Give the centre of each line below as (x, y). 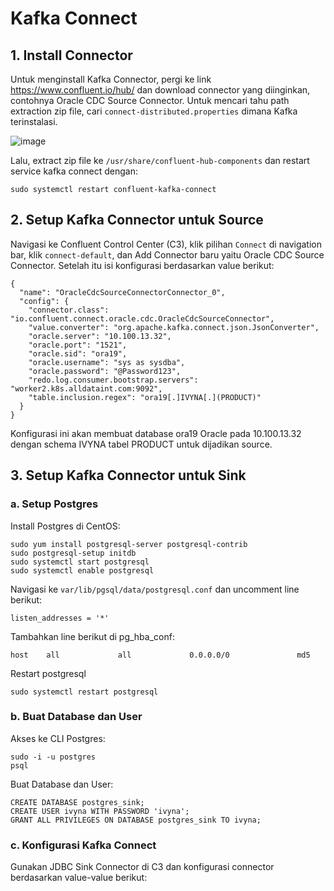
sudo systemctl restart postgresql (84, 692)
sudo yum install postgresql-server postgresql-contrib (129, 544)
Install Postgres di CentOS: (65, 526)
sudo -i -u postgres (53, 757)
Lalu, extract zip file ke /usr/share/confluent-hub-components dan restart (160, 160)
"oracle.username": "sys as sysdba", (107, 362)
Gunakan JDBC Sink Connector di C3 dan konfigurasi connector (142, 867)
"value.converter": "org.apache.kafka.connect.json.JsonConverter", (174, 327)
